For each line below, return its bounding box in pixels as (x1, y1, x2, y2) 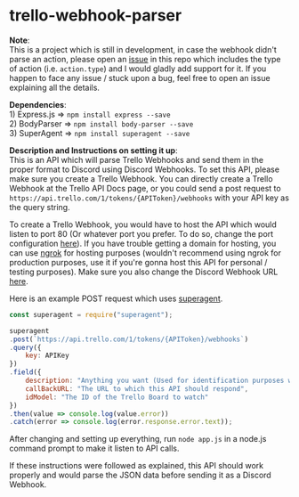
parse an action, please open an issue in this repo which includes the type (9, 53, 281, 64)
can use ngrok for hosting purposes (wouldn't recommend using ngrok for (9, 247, 282, 258)
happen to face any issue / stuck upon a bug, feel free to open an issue (9, 72, 271, 83)
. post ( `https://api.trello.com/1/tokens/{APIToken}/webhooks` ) (9, 335, 249, 344)
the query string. (9, 201, 70, 212)
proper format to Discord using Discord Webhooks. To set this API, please (9, 164, 280, 175)
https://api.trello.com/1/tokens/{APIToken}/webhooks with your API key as (9, 192, 289, 203)
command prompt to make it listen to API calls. (9, 443, 180, 454)
